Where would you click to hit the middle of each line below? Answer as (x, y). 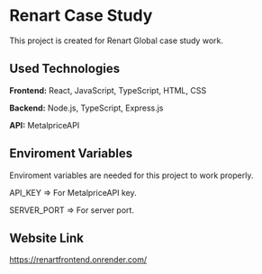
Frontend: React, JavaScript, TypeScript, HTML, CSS (108, 90)
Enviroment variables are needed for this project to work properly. (131, 175)
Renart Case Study (81, 16)
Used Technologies (64, 69)
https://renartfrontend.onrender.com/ (78, 260)
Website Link (46, 238)
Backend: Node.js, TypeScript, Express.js (86, 108)
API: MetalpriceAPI (45, 125)
